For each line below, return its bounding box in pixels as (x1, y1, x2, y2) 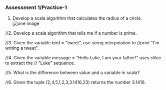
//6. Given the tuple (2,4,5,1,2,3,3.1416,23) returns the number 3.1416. (5, 79, 146, 86)
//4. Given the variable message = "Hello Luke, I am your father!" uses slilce (5, 55, 161, 61)
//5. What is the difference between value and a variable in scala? (5, 70, 140, 76)
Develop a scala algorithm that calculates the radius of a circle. (12, 15, 142, 21)
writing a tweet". (5, 45, 39, 51)
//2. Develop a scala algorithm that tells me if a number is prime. (5, 30, 137, 36)
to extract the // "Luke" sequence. (5, 60, 75, 66)
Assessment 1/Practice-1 (5, 4, 67, 11)
